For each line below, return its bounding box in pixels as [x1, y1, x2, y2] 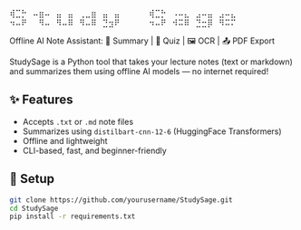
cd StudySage [9, 204, 59, 213]
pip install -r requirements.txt [9, 212, 136, 221]
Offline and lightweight [22, 135, 108, 146]
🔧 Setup [9, 171, 55, 187]
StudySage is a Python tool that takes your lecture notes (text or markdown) [9, 56, 293, 67]
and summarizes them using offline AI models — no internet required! [9, 66, 269, 76]
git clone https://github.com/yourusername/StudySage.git [9, 195, 233, 205]
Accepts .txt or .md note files [22, 116, 134, 127]
